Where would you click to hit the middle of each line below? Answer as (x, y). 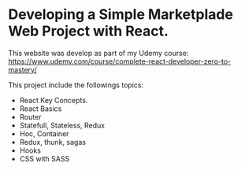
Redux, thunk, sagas (53, 142)
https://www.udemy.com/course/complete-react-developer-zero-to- (119, 61)
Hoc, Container (44, 133)
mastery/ (22, 69)
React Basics (41, 109)
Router (30, 116)
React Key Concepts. (54, 100)
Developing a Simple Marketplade (121, 15)
